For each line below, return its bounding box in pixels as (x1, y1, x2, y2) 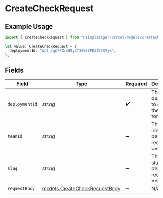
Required (125, 81, 147, 87)
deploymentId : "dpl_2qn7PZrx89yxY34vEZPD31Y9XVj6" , (9, 48, 116, 53)
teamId (7, 134, 23, 139)
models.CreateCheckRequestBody (42, 185, 121, 192)
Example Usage (5, 22, 53, 31)
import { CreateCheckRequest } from (5, 35, 79, 40)
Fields (5, 66, 24, 74)
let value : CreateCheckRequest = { (5, 44, 77, 49)
